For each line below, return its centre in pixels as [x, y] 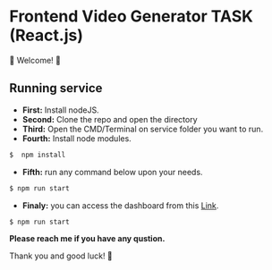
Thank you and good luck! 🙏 [61, 256]
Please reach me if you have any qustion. [87, 239]
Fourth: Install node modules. [76, 138]
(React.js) [46, 35]
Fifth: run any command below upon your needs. [112, 172]
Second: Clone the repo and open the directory [110, 119]
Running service [56, 88]
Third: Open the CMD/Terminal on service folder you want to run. [143, 129]
